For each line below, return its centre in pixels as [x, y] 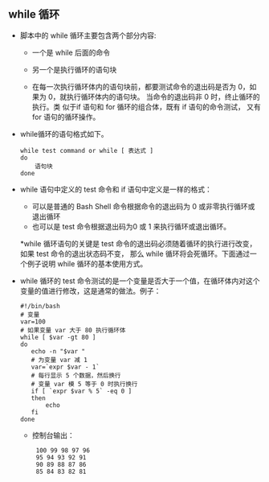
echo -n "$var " [58, 351]
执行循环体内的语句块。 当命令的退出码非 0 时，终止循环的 [164, 97]
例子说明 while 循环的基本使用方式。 [87, 263]
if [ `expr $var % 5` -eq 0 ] [82, 391]
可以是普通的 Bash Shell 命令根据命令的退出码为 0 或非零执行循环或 [143, 206]
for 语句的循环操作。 [66, 117]
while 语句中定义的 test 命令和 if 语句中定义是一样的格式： [116, 189]
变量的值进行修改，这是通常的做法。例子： [90, 290]
